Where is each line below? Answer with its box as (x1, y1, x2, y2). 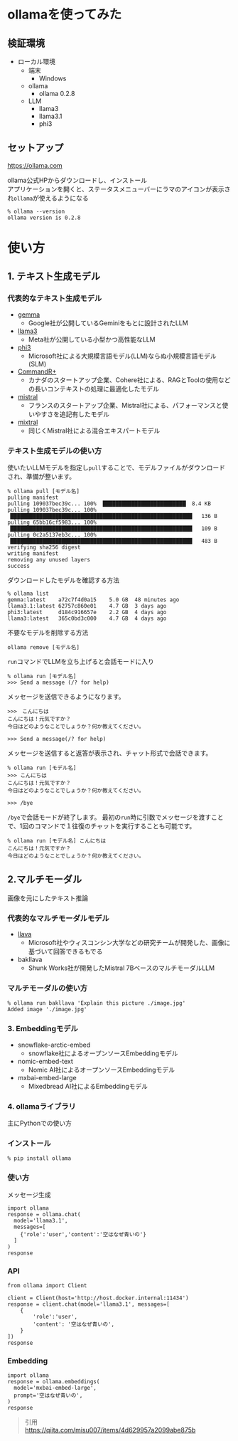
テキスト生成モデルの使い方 (7, 445, 102, 455)
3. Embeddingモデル (7, 1024, 78, 1034)
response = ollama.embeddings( (7, 1378, 100, 1385)
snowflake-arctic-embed (17, 1040, 91, 1049)
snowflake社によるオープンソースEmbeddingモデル (28, 1049, 178, 1057)
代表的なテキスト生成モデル (7, 293, 102, 303)
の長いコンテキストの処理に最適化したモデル (28, 384, 160, 393)
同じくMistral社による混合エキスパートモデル (28, 426, 161, 435)
